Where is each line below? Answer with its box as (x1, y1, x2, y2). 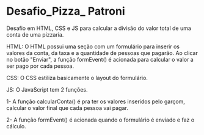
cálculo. (6, 122, 26, 130)
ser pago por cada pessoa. (6, 62, 75, 70)
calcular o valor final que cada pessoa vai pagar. (6, 104, 128, 111)
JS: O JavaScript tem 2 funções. (6, 86, 88, 93)
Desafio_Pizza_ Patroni (6, 4, 125, 18)
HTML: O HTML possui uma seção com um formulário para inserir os (6, 43, 180, 50)
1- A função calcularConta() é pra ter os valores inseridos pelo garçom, (6, 98, 185, 105)
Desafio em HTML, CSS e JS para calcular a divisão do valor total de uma (6, 24, 191, 32)
